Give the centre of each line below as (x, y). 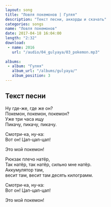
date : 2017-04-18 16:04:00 (33, 33)
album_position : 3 (31, 76)
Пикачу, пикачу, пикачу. (31, 124)
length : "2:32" (21, 38)
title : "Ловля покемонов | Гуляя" (41, 15)
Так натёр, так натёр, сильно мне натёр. (48, 164)
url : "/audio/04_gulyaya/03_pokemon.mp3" (56, 52)
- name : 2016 (21, 47)
